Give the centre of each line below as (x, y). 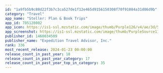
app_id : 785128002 (24, 23)
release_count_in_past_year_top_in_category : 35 (55, 63)
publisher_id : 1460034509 (31, 36)
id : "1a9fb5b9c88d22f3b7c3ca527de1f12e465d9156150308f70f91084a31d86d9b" (81, 9)
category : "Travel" (25, 14)
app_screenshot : (21, 32)
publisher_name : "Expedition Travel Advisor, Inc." (58, 41)
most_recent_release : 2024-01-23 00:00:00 (49, 49)
